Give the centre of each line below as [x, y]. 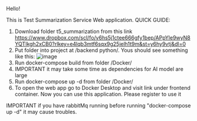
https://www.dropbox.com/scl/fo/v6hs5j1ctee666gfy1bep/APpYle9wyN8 [102, 37]
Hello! [13, 9]
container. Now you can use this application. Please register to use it [98, 94]
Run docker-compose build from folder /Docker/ [73, 63]
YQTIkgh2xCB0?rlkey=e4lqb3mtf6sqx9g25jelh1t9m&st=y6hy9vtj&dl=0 [100, 44]
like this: [25, 56]
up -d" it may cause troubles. [42, 112]
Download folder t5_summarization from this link [73, 31]
